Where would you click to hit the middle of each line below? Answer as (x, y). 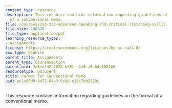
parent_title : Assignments (34, 57)
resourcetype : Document (31, 72)
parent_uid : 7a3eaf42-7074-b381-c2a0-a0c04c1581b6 (60, 67)
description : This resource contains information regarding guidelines (83, 15)
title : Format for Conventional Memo (46, 76)
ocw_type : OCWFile (25, 52)
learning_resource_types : (33, 39)
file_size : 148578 (25, 29)
